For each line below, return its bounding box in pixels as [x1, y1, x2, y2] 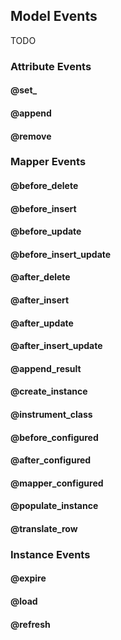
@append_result [10, 362, 82, 374]
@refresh [10, 618, 51, 630]
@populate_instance [10, 500, 99, 512]
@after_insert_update [10, 340, 103, 352]
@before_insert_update [10, 248, 112, 260]
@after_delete [10, 271, 71, 283]
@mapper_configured [10, 477, 104, 489]
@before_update [10, 225, 82, 238]
